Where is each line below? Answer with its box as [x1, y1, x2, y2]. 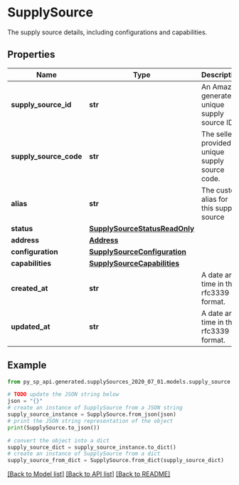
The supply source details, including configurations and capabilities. [7, 28, 208, 36]
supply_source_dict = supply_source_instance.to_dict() [7, 444, 176, 451]
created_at [11, 283, 48, 293]
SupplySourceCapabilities [88, 258, 180, 268]
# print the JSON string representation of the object [7, 417, 174, 424]
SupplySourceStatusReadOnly [88, 223, 195, 233]
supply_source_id [11, 99, 72, 109]
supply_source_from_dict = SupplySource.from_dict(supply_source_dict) [7, 457, 224, 464]
